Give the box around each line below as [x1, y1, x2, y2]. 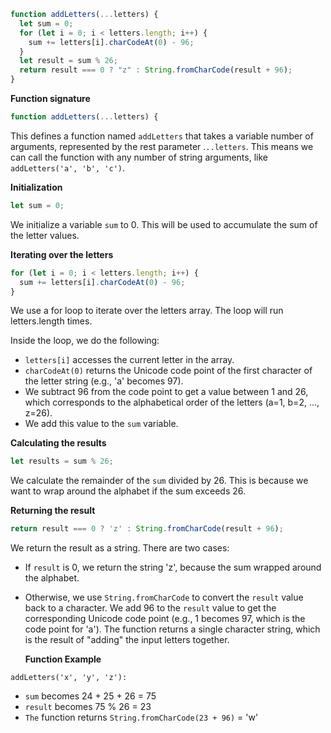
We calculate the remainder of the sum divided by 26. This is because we [10, 475, 309, 487]
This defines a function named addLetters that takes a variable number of [10, 130, 314, 142]
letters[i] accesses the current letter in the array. [24, 354, 235, 366]
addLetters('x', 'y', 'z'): [10, 673, 128, 683]
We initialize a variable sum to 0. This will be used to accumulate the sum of [10, 218, 318, 230]
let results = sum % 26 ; [10, 456, 114, 467]
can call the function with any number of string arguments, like [10, 151, 268, 163]
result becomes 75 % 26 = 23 [24, 701, 152, 713]
